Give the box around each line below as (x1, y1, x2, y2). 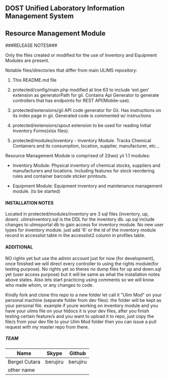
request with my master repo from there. (5, 324, 90, 330)
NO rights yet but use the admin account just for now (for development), (5, 255, 155, 261)
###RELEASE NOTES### (5, 42, 58, 48)
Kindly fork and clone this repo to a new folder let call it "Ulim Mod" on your (5, 292, 162, 298)
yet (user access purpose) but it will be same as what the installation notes (5, 271, 160, 277)
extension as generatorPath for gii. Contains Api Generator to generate (12, 92, 159, 98)
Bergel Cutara (8, 358, 41, 365)
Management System (5, 12, 74, 21)
